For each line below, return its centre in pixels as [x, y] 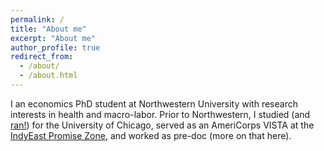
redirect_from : [42, 57]
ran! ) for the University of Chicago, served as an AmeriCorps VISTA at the [162, 125]
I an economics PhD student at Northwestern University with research [154, 103]
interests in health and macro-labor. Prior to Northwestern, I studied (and [160, 114]
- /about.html [48, 76]
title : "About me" [48, 29]
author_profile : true [55, 47]
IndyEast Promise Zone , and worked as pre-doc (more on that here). [151, 135]
